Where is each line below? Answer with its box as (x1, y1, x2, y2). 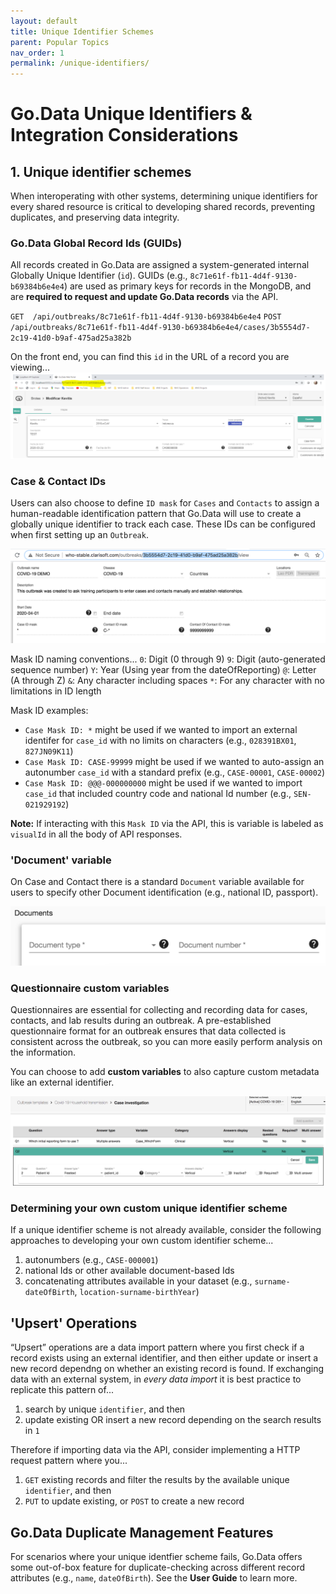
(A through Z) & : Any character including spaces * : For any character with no (10, 674, 325, 686)
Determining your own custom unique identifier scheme (10, 1201, 288, 1215)
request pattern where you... (10, 1455, 128, 1467)
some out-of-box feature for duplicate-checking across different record (10, 1561, 306, 1574)
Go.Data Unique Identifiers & (10, 103, 253, 125)
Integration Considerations (10, 124, 239, 147)
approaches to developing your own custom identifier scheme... (10, 1235, 274, 1247)
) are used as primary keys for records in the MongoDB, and (63, 280, 312, 292)
